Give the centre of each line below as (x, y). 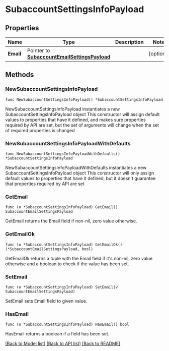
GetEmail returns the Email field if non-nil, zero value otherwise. (71, 221)
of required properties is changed (40, 130)
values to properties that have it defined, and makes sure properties (75, 120)
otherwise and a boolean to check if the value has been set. (67, 264)
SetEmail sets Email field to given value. (46, 301)
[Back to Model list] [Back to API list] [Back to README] (63, 343)
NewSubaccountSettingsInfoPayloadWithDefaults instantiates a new (76, 167)
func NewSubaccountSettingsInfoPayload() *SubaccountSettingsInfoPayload (84, 99)
